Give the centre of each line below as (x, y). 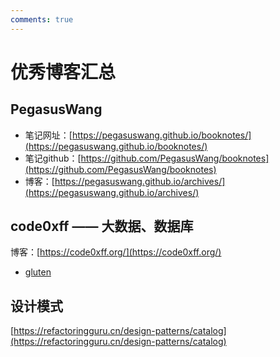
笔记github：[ (53, 158)
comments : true (42, 19)
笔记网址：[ (48, 135)
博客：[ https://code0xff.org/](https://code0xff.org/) (116, 252)
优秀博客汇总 (63, 72)
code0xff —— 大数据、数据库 (102, 226)
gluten (38, 272)
